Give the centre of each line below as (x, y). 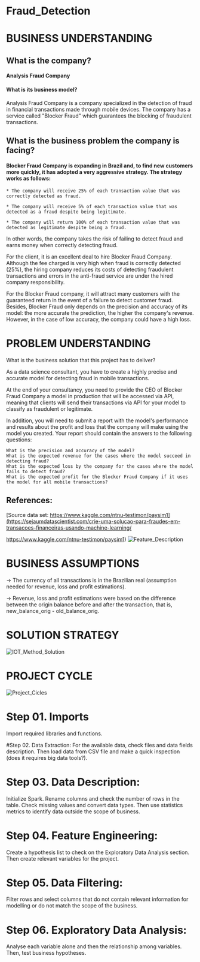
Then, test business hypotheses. (46, 953)
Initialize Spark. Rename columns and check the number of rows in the (93, 798)
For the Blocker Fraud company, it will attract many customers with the (93, 294)
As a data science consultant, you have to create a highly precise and (92, 372)
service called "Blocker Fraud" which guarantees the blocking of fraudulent (99, 116)
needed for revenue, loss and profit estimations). (66, 587)
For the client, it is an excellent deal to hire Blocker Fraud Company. (89, 257)
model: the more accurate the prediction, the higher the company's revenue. (100, 313)
